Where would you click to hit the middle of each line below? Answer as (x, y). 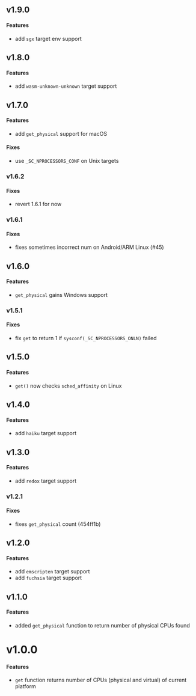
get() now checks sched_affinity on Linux (68, 386)
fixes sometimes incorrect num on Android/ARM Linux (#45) (89, 247)
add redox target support (46, 481)
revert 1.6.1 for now (38, 204)
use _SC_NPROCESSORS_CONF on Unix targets (67, 160)
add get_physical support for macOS (61, 133)
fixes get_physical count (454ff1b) (58, 524)
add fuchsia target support (48, 578)
